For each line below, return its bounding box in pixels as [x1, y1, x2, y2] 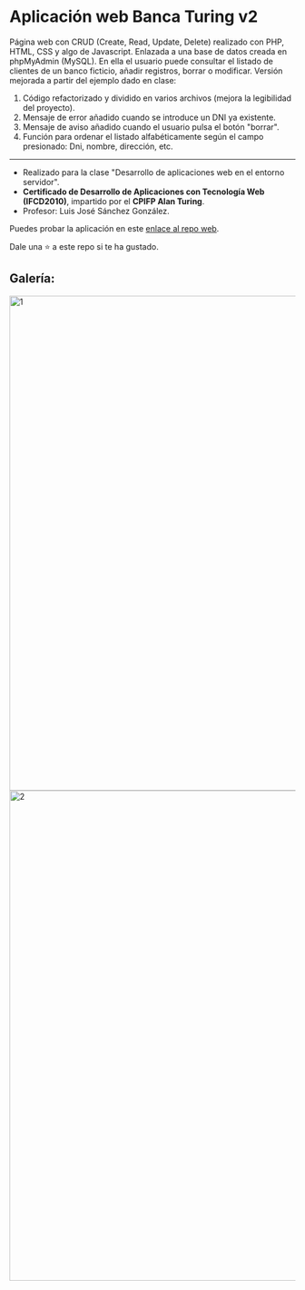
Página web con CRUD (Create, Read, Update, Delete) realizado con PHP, [9, 36, 284, 47]
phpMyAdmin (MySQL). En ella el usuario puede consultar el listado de [9, 55, 274, 66]
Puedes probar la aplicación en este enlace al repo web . [9, 222, 220, 233]
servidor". [22, 176, 60, 187]
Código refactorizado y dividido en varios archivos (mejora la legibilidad [22, 93, 292, 103]
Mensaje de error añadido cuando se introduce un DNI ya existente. [22, 112, 277, 123]
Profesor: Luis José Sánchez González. [22, 205, 170, 216]
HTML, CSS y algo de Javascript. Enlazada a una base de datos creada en [9, 45, 288, 56]
